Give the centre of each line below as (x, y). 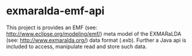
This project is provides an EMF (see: (52, 27)
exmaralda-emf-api (55, 11)
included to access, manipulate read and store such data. (77, 46)
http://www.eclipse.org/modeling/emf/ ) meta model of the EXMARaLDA (94, 33)
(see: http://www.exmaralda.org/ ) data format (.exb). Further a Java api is (96, 40)
